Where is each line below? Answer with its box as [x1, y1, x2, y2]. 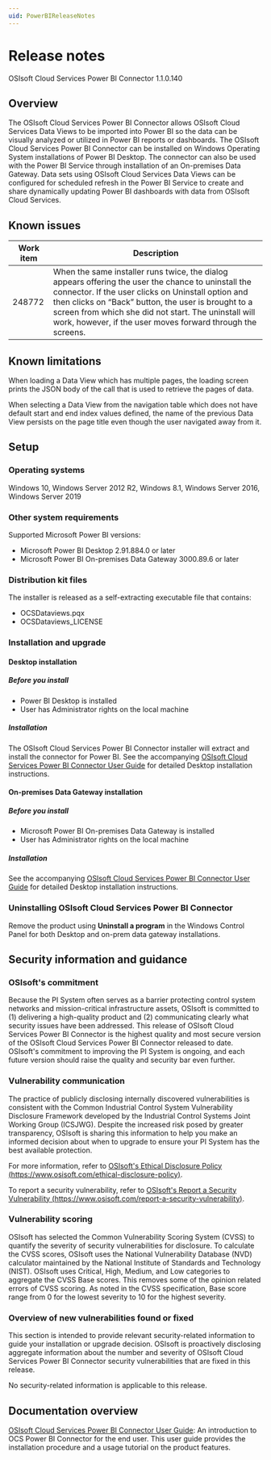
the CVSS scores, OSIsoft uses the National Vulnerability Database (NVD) [8, 1249, 252, 1259]
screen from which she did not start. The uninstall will [52, 307, 256, 318]
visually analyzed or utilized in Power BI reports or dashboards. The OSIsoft [8, 135, 260, 145]
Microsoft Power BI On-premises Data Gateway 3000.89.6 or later [19, 554, 240, 563]
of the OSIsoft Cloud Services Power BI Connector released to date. [8, 1038, 234, 1048]
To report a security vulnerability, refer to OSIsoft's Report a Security [8, 1185, 237, 1194]
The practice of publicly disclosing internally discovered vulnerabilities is [8, 1094, 250, 1103]
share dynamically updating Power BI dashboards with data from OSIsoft [8, 186, 250, 196]
